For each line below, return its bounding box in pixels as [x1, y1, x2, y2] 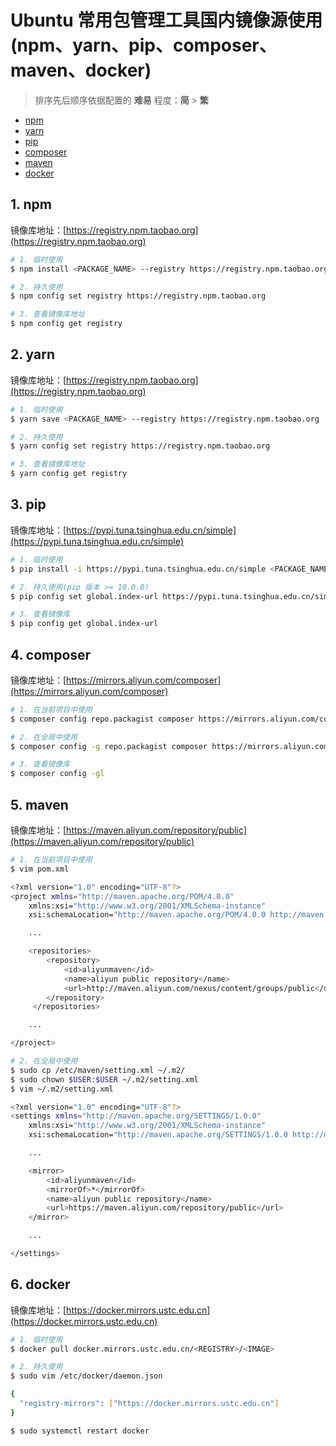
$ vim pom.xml [10, 864, 70, 874]
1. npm [10, 196, 52, 213]
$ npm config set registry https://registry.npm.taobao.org [10, 291, 267, 301]
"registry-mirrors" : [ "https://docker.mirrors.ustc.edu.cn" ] [19, 1399, 280, 1409]
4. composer [10, 646, 92, 663]
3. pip [10, 496, 47, 513]
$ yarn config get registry [10, 469, 128, 479]
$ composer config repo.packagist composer [10, 714, 195, 724]
